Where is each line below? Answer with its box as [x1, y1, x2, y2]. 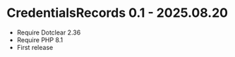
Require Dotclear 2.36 [16, 28, 81, 37]
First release [16, 43, 54, 51]
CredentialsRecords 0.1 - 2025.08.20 [6, 5, 229, 21]
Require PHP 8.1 [16, 35, 64, 44]
